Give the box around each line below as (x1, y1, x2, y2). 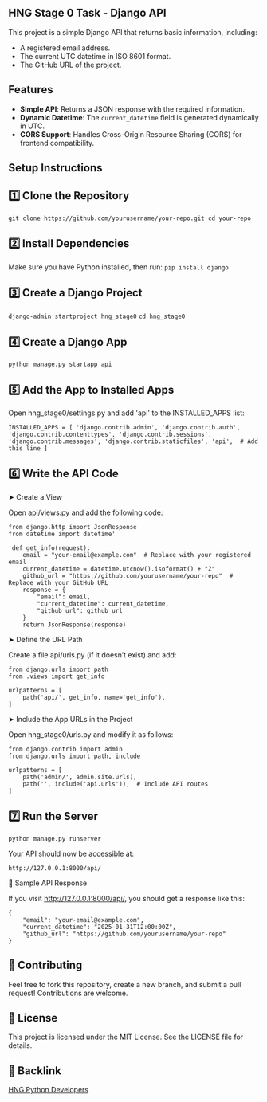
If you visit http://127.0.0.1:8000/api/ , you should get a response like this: (8, 893, 245, 903)
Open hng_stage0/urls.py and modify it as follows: (8, 729, 174, 739)
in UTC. (19, 121, 45, 131)
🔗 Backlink (8, 1064, 62, 1077)
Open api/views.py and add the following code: (8, 508, 163, 517)
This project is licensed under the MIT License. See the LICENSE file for (8, 1032, 244, 1042)
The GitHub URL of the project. (19, 60, 122, 69)
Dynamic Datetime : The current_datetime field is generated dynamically (19, 112, 259, 122)
